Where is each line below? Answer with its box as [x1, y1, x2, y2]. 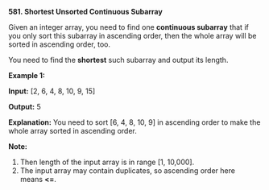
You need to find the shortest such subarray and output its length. [8, 56, 229, 64]
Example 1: [8, 71, 46, 80]
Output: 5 [8, 102, 42, 111]
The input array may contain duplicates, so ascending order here [19, 166, 236, 176]
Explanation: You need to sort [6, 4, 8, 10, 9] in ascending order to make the [8, 118, 261, 127]
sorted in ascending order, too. [8, 39, 111, 49]
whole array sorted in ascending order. [8, 126, 137, 135]
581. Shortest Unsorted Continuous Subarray [8, 7, 163, 16]
